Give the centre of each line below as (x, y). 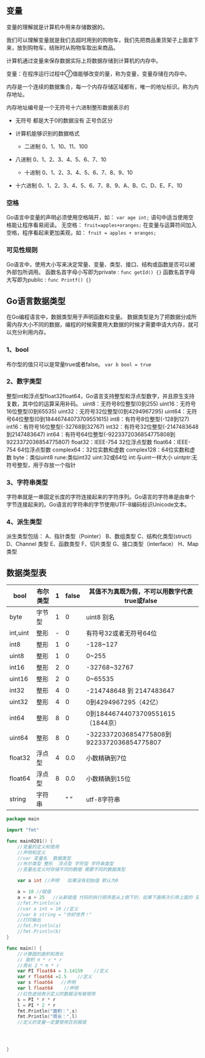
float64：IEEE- (172, 442)
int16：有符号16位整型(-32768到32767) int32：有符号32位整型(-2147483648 (103, 426)
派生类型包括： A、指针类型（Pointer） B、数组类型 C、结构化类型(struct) (99, 536)
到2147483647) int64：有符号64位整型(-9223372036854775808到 (91, 434)
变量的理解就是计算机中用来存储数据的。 (57, 27)
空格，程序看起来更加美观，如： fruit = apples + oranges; (81, 233)
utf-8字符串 (103, 799)
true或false (141, 601)
